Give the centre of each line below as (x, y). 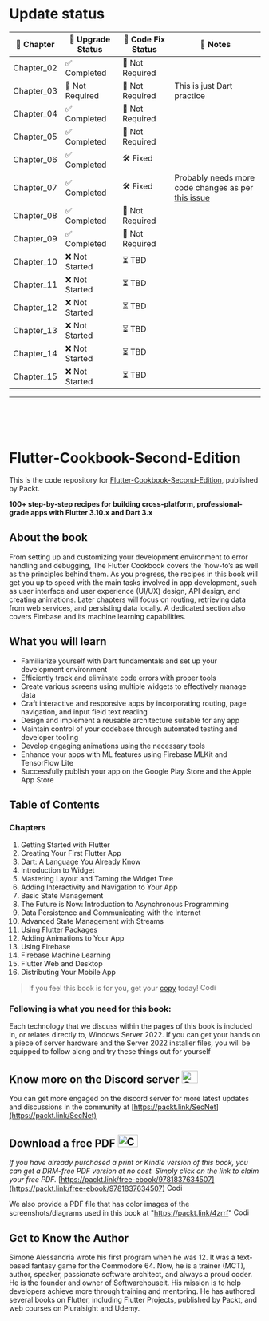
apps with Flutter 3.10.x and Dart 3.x (91, 512)
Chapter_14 (36, 353)
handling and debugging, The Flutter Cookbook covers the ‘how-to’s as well (134, 565)
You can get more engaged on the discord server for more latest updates (129, 1099)
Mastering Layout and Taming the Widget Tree (97, 879)
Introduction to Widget (57, 870)
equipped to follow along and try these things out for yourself (110, 1052)
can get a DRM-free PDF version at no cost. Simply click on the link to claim (134, 1171)
